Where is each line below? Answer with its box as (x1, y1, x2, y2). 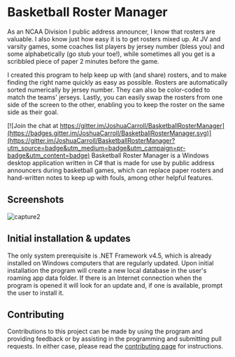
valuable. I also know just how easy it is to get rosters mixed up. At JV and (7, 34, 221, 43)
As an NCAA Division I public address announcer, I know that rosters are (7, 27, 215, 36)
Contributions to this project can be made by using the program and (7, 327, 203, 336)
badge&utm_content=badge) (7, 151, 90, 160)
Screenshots (7, 194, 64, 206)
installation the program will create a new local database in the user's (7, 266, 207, 274)
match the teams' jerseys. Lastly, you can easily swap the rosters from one (7, 92, 223, 101)
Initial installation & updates (7, 232, 131, 245)
